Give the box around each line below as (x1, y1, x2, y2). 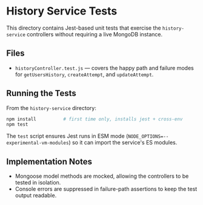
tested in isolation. (15, 179, 61, 186)
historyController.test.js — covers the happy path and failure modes (15, 64, 194, 71)
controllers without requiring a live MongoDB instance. (27, 30, 163, 37)
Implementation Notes (6, 156, 93, 167)
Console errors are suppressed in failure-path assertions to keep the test (15, 186, 198, 193)
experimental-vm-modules (6, 140, 69, 146)
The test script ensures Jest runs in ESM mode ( (6, 132, 128, 140)
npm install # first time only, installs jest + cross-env (6, 116, 183, 122)
